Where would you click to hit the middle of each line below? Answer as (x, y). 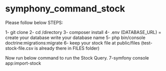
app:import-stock (23, 63)
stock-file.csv (19, 48)
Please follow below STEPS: (34, 22)
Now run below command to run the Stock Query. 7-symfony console (77, 57)
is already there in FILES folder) (67, 48)
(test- (146, 42)
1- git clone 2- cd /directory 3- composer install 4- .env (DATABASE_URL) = (84, 32)
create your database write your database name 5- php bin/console (75, 37)
